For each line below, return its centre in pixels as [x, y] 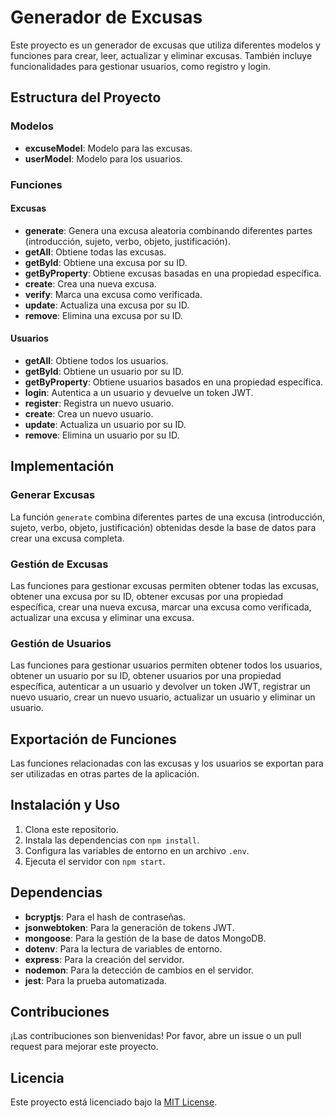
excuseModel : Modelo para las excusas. [108, 148]
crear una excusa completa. [67, 538]
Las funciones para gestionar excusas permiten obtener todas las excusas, [165, 585]
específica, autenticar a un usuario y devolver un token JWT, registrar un [160, 687]
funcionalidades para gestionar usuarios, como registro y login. [141, 66]
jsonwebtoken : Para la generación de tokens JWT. [129, 927]
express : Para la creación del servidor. [104, 959]
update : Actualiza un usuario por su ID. [105, 424]
